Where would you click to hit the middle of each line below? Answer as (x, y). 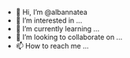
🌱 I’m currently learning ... (58, 29)
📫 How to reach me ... (52, 46)
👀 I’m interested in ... (49, 20)
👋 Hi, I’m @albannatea (52, 12)
